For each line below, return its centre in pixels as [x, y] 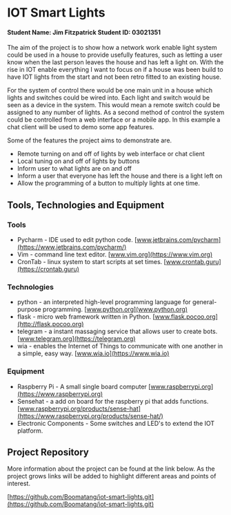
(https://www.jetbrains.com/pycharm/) [72, 247]
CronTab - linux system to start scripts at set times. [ [92, 262]
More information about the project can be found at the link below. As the [111, 469]
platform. [30, 431]
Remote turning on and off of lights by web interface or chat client [111, 154]
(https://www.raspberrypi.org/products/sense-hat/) [90, 415]
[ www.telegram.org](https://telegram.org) [76, 339]
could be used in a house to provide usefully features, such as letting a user [115, 55]
